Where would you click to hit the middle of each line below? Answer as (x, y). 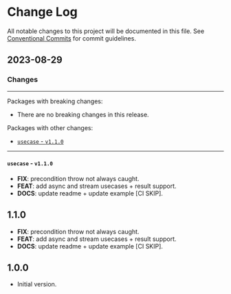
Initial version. (37, 284)
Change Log (42, 12)
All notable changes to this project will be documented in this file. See (106, 31)
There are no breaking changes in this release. (83, 114)
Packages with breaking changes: (55, 101)
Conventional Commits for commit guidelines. (71, 38)
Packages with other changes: (50, 127)
